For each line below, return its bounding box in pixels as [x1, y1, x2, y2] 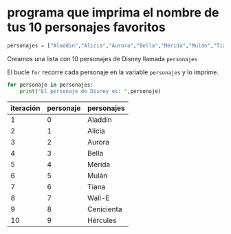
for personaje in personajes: [7, 81, 94, 88]
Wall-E [87, 193, 110, 202]
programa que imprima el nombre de [7, 5, 219, 21]
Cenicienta [87, 204, 122, 214]
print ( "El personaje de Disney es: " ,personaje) [19, 87, 162, 94]
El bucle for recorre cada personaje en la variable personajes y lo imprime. [7, 67, 219, 76]
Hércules [87, 215, 117, 225]
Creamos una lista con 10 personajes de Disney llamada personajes [7, 54, 198, 63]
